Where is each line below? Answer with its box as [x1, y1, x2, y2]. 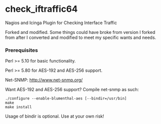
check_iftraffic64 [5, 3, 78, 15]
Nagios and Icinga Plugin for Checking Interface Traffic [5, 20, 117, 26]
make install [5, 105, 32, 110]
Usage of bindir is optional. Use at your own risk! [5, 113, 105, 119]
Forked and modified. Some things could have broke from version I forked [5, 29, 156, 35]
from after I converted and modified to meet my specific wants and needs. [5, 34, 157, 40]
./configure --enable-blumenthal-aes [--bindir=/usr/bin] [5, 96, 127, 101]
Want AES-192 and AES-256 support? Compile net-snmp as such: [5, 87, 139, 93]
